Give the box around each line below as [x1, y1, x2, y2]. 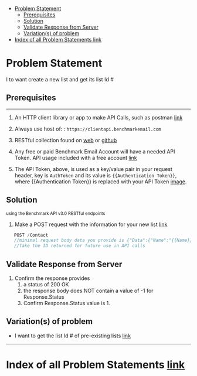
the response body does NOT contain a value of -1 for [23, 287, 154, 294]
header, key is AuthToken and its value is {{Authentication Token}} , [14, 172, 177, 179]
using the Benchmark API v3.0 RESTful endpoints [6, 210, 106, 216]
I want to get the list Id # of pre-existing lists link [14, 332, 131, 339]
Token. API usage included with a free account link [14, 154, 137, 161]
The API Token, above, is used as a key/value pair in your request [14, 165, 173, 172]
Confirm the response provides [14, 275, 90, 282]
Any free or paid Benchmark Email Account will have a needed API [14, 148, 175, 155]
